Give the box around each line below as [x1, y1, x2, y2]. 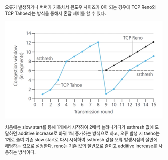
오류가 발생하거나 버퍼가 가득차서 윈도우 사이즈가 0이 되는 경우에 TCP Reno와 [5, 4, 156, 10]
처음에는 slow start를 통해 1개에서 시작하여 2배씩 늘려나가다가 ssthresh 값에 [5, 124, 154, 130]
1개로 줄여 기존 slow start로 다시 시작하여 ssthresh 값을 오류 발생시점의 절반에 [5, 137, 158, 143]
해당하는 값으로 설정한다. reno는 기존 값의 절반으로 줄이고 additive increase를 [5, 143, 157, 149]
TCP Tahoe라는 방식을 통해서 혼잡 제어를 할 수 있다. [5, 10, 106, 16]
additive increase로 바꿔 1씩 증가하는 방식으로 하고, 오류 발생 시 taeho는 [18, 130, 160, 136]
